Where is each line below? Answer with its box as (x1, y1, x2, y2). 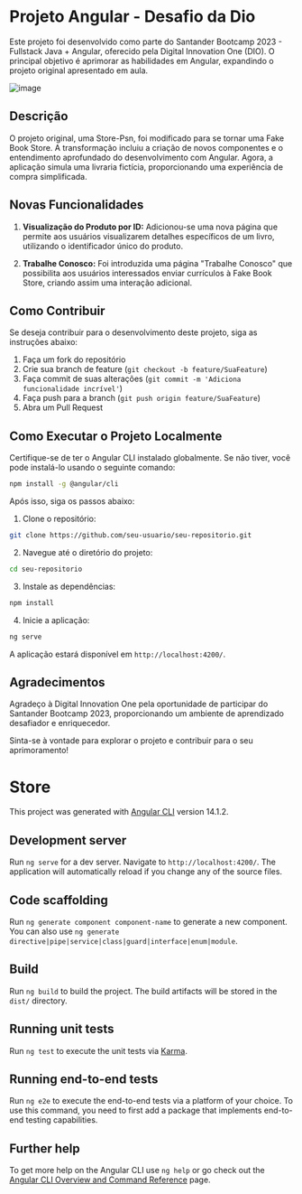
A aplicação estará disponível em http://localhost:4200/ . (9, 648, 226, 659)
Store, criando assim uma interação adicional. (22, 277, 193, 288)
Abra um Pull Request (22, 402, 104, 413)
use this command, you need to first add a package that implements (9, 1105, 262, 1116)
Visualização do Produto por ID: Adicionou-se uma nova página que (22, 221, 278, 232)
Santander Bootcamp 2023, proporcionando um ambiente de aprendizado (9, 708, 284, 719)
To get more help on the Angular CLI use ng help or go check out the (9, 1165, 265, 1176)
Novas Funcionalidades (9, 197, 144, 213)
